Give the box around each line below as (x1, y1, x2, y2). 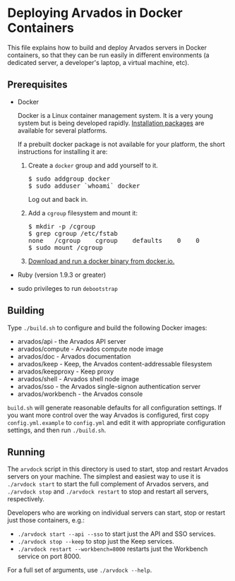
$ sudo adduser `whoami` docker (28, 181, 140, 190)
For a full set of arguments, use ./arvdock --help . (7, 566, 152, 575)
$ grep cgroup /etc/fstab (28, 229, 118, 237)
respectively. (7, 495, 44, 503)
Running (7, 446, 46, 458)
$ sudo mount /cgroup (28, 244, 104, 251)
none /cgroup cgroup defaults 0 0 (28, 236, 200, 244)
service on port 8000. (17, 552, 81, 561)
